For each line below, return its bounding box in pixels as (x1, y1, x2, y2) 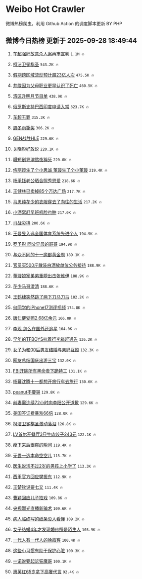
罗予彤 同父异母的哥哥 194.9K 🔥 (12, 241, 77, 247)
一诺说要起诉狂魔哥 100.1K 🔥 (12, 558, 72, 564)
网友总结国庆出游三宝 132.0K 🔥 (12, 357, 76, 363)
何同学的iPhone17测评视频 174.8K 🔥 (12, 304, 86, 310)
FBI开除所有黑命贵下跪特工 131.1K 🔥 (12, 368, 87, 374)
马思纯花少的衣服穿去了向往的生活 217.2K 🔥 (12, 198, 102, 204)
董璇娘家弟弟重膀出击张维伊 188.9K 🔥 (12, 273, 89, 279)
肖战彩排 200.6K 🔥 (12, 220, 50, 226)
